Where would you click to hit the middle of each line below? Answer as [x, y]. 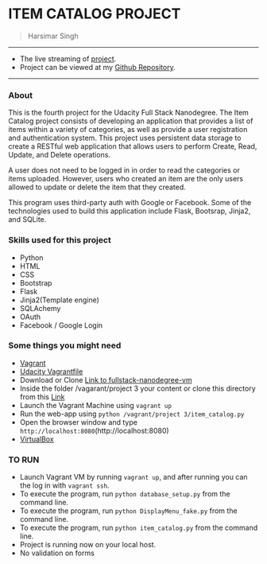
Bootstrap [36, 282]
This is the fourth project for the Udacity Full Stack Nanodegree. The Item [128, 113]
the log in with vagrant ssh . [64, 485]
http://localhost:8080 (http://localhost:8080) [94, 430]
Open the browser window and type [78, 422]
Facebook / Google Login [61, 325]
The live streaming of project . [68, 58]
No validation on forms [57, 553]
